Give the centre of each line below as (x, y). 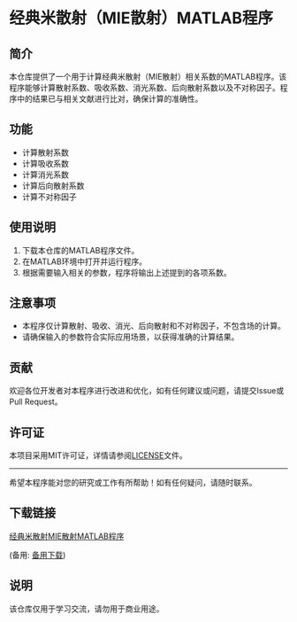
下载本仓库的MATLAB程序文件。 (80, 250)
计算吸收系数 (45, 163)
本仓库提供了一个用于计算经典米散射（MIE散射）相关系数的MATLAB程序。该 (148, 77)
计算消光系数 (45, 175)
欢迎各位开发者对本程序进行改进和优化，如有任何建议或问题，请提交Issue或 (147, 391)
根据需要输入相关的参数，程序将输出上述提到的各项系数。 (126, 272)
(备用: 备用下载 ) (38, 555)
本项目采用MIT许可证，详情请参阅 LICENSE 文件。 (98, 455)
